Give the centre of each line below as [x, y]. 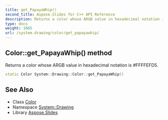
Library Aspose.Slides [35, 112]
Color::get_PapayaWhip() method [59, 53]
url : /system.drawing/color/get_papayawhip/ [52, 33]
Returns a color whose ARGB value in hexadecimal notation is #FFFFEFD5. [82, 65]
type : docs [16, 24]
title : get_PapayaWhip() [31, 10]
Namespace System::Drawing [43, 107]
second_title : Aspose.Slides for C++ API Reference [60, 14]
